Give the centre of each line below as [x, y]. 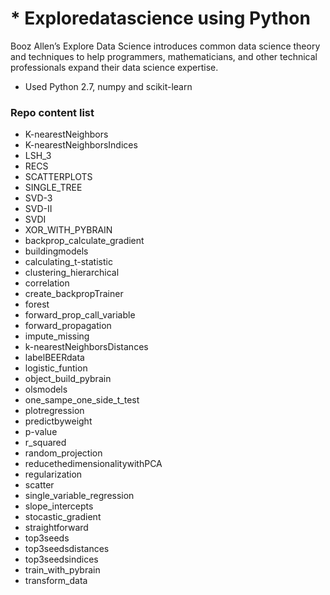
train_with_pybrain [62, 570]
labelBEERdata [54, 358]
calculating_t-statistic [68, 262]
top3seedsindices [61, 559]
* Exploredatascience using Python [160, 18]
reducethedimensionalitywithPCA [93, 464]
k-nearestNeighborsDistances [86, 347]
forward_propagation [68, 326]
